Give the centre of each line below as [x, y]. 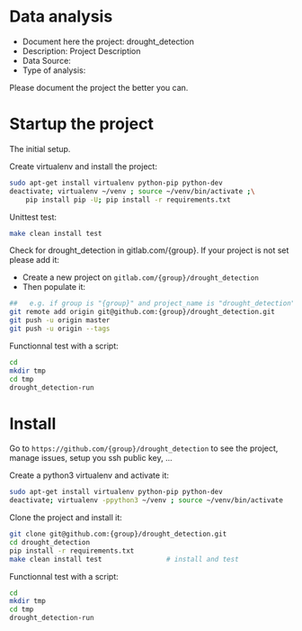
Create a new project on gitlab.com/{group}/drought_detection [140, 277]
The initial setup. [40, 149]
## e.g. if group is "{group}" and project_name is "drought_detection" [152, 303]
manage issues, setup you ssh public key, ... [91, 458]
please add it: [35, 260]
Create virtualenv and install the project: [83, 166]
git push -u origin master [60, 320]
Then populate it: [54, 287]
